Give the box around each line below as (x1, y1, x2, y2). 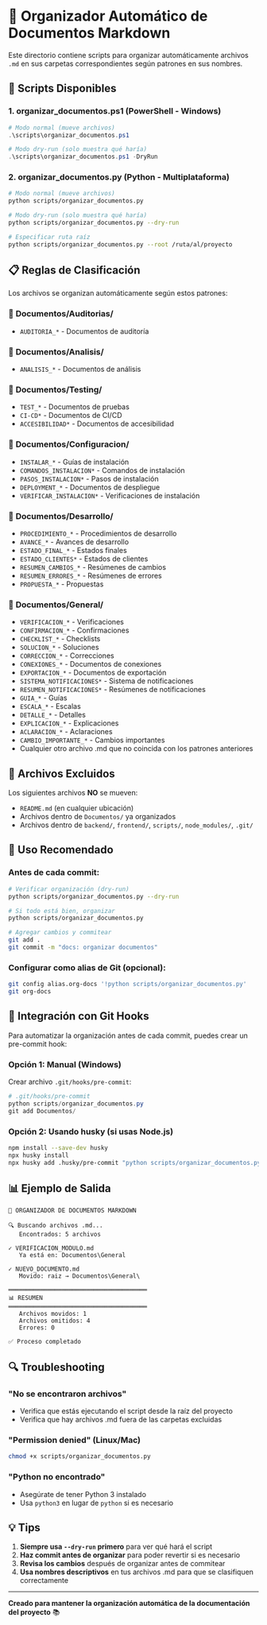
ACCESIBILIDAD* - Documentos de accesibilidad (19, 419, 175, 428)
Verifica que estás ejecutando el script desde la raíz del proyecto (19, 1406, 233, 1416)
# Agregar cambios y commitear (8, 929, 112, 937)
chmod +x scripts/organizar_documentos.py (8, 1453, 151, 1461)
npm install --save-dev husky (8, 1143, 109, 1151)
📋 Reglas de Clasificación (8, 264, 141, 277)
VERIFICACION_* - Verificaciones (19, 617, 125, 627)
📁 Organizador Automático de (8, 7, 208, 25)
